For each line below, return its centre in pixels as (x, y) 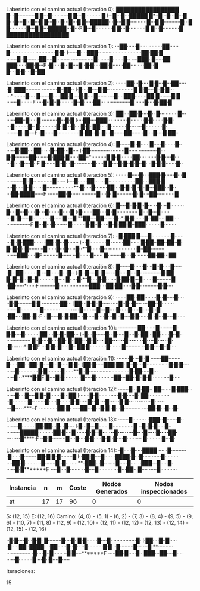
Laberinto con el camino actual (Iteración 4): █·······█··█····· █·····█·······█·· (94, 144)
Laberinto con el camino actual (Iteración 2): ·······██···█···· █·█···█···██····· (96, 83)
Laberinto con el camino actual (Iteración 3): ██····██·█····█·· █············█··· (96, 114)
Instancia (23, 488)
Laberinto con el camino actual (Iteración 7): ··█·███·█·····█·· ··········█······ (95, 236)
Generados (112, 491)
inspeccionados (164, 491)
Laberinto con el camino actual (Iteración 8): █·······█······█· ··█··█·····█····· (94, 267)
